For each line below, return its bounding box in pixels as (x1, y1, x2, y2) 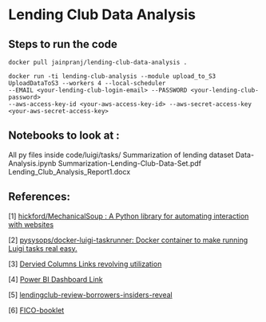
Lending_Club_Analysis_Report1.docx (8, 167, 131, 176)
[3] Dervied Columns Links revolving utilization (8, 259, 162, 269)
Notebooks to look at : (8, 129, 120, 143)
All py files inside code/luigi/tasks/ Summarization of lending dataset (8, 150, 234, 159)
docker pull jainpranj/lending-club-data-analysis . (8, 58, 188, 66)
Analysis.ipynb (8, 158, 57, 168)
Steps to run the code (8, 37, 118, 51)
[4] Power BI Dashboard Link (8, 274, 104, 284)
